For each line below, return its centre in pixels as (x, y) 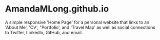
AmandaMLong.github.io (57, 9)
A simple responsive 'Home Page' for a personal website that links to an (77, 22)
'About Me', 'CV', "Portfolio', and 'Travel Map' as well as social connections (80, 27)
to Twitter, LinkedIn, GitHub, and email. (44, 32)
